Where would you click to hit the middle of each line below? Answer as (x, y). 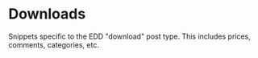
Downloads (47, 14)
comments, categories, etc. (54, 44)
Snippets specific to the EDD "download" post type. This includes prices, (130, 36)
